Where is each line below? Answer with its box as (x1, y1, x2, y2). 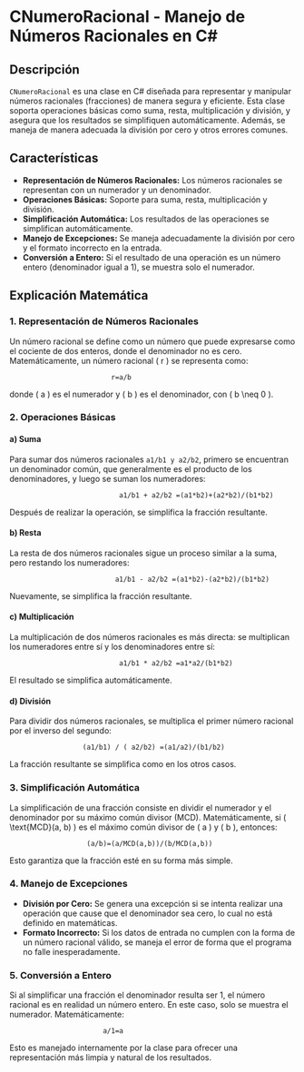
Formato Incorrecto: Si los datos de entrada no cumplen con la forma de (22, 927, 296, 938)
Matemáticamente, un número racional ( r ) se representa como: (9, 355, 249, 366)
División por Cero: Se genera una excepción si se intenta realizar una (22, 898, 283, 909)
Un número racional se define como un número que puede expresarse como (9, 336, 296, 347)
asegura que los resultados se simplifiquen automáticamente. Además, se (9, 115, 286, 125)
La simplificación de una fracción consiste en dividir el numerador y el (9, 802, 272, 813)
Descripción (9, 62, 80, 77)
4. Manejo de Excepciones (9, 878, 129, 890)
